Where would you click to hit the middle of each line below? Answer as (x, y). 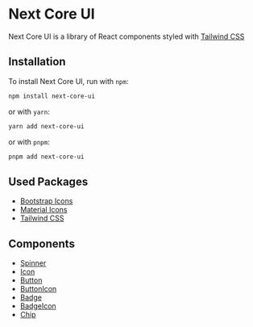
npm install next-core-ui (52, 96)
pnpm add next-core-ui (46, 157)
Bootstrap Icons (46, 201)
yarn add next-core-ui (46, 126)
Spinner (33, 263)
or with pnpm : (29, 141)
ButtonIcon (38, 289)
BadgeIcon (38, 306)
